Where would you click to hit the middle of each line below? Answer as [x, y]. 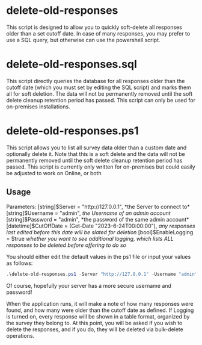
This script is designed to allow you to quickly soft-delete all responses [94, 27]
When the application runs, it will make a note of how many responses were [100, 303]
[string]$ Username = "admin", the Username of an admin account [89, 213]
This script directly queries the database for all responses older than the [96, 81]
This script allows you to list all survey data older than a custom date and [96, 148]
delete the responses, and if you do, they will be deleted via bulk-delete [95, 329]
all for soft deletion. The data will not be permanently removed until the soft [99, 93]
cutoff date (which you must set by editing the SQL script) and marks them [99, 87]
